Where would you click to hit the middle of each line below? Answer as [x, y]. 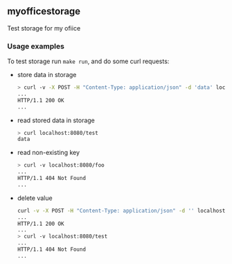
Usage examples [36, 46]
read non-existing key [48, 153]
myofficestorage [44, 11]
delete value [35, 198]
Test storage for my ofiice [44, 28]
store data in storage [47, 75]
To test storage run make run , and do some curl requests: [88, 61]
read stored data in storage [56, 120]
